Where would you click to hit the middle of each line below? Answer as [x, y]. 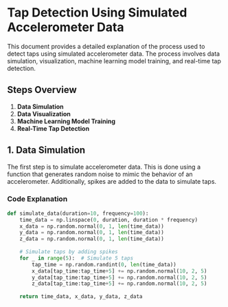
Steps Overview [42, 90]
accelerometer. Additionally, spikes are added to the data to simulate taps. [112, 181]
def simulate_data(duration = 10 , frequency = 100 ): [78, 213]
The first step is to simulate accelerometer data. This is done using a [104, 167]
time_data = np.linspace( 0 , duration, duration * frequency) [109, 220]
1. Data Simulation [46, 150]
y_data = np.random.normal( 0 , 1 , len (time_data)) [92, 233]
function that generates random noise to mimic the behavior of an [100, 174]
